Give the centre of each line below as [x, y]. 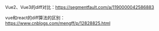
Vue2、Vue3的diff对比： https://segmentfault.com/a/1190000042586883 [80, 7]
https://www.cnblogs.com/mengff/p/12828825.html [58, 23]
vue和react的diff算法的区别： [35, 18]
